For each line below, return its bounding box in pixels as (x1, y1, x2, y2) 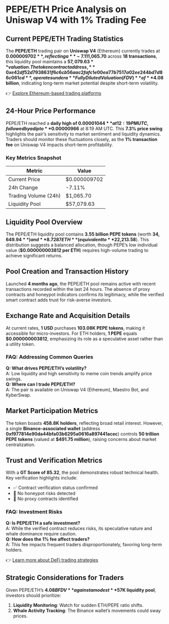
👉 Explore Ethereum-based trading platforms (6, 90, 102, 96)
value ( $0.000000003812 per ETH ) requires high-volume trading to (6, 247, 149, 253)
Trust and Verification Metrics (6, 456, 103, 465)
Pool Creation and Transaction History (6, 267, 129, 276)
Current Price (8, 176, 40, 183)
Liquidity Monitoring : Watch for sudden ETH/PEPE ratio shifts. (13, 602, 144, 608)
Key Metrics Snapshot (6, 154, 62, 161)
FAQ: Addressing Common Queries (6, 353, 94, 361)
